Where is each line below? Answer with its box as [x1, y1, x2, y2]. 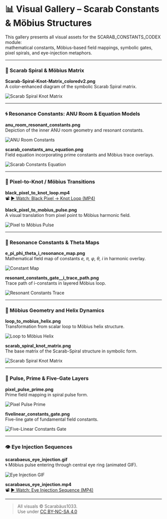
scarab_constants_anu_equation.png [5, 146, 83, 152]
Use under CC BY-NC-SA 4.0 [17, 509, 78, 515]
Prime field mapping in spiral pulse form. [5, 391, 88, 397]
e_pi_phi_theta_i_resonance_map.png [5, 250, 85, 256]
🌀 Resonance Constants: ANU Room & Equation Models [5, 110, 140, 117]
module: [5, 39, 22, 45]
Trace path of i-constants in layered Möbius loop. [5, 280, 106, 286]
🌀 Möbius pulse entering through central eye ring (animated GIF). [5, 462, 138, 468]
